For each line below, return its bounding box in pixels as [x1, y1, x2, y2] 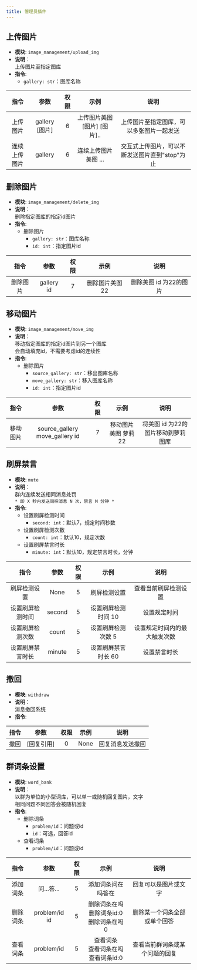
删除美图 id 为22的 [131, 278, 182, 286]
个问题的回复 [141, 949, 177, 957]
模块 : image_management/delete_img [14, 198, 100, 206]
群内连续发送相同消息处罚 [14, 490, 77, 497]
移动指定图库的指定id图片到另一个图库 [14, 340, 107, 347]
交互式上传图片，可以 [121, 142, 180, 150]
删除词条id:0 [89, 909, 123, 917]
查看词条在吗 [87, 945, 124, 953]
